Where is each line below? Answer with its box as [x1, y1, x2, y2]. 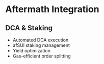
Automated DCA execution [12, 37, 69, 43]
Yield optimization [12, 48, 51, 53]
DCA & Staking [5, 24, 53, 32]
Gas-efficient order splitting [12, 53, 71, 59]
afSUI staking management [12, 42, 70, 48]
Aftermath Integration [5, 4, 99, 15]
